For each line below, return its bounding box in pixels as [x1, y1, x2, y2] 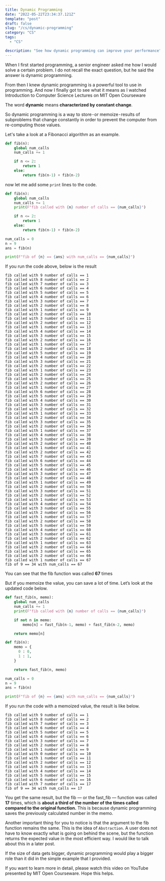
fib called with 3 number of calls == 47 [5, 471, 91, 476]
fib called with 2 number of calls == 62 [5, 536, 91, 541]
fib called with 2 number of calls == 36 [5, 424, 91, 429]
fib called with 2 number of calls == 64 [5, 545, 91, 550]
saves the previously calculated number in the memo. [5, 811, 113, 816]
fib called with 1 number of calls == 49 [5, 480, 91, 485]
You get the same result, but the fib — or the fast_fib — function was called [5, 795, 157, 801]
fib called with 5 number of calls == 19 [5, 351, 91, 355]
